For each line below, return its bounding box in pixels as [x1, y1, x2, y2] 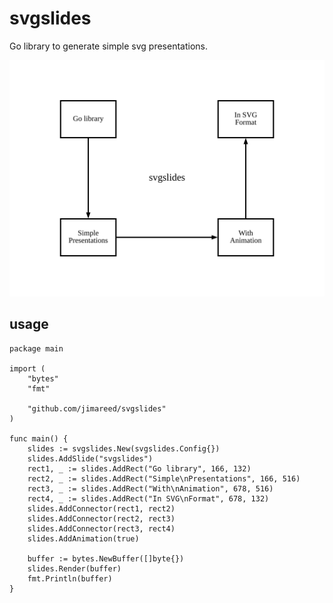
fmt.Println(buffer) [27, 573, 113, 584]
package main [9, 343, 64, 354]
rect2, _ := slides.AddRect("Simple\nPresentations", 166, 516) [27, 473, 301, 484]
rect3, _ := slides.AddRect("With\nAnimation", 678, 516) [27, 483, 274, 494]
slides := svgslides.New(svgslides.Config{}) [27, 443, 221, 454]
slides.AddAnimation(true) [27, 533, 140, 544]
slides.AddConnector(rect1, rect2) [27, 503, 176, 514]
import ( [9, 363, 46, 374]
